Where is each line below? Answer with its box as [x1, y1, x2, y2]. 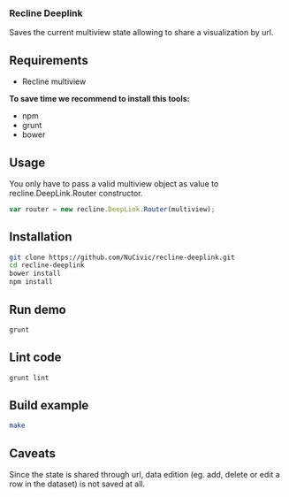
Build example [9, 397, 89, 413]
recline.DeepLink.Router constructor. [9, 187, 143, 198]
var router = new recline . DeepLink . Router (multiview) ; [9, 204, 216, 214]
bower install [9, 269, 62, 279]
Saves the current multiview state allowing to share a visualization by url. [9, 27, 274, 38]
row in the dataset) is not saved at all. [9, 478, 146, 489]
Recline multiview [21, 76, 87, 87]
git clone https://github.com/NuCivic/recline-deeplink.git [9, 253, 236, 262]
